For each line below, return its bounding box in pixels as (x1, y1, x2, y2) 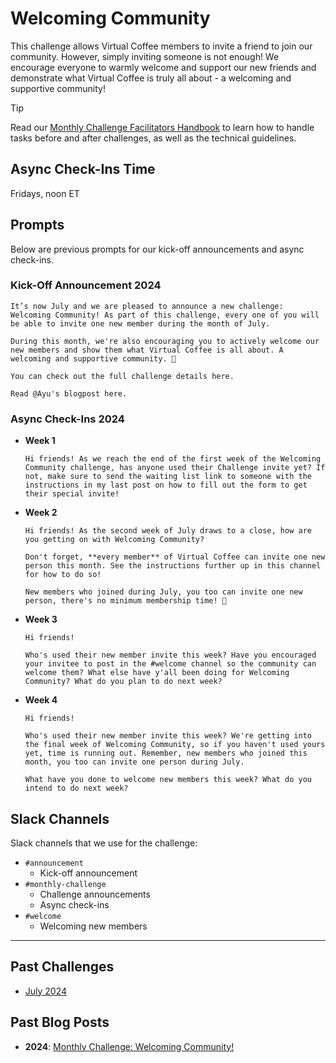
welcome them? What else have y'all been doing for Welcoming (24, 668, 290, 678)
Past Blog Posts (10, 1014, 110, 1031)
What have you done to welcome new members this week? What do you (24, 775, 312, 785)
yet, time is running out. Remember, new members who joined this (24, 748, 308, 759)
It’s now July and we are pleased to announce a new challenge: (10, 301, 284, 311)
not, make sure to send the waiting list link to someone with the (24, 472, 312, 482)
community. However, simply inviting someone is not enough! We (10, 50, 280, 62)
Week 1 (24, 435, 56, 447)
